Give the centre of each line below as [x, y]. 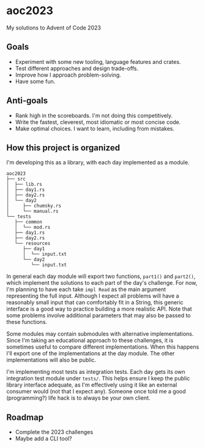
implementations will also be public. [51, 360]
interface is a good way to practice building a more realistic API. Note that [99, 309]
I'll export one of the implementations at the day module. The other [91, 353]
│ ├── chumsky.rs [34, 206]
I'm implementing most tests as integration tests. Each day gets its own [96, 372]
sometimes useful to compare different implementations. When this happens [103, 347]
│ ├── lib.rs [24, 185]
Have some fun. [35, 81]
